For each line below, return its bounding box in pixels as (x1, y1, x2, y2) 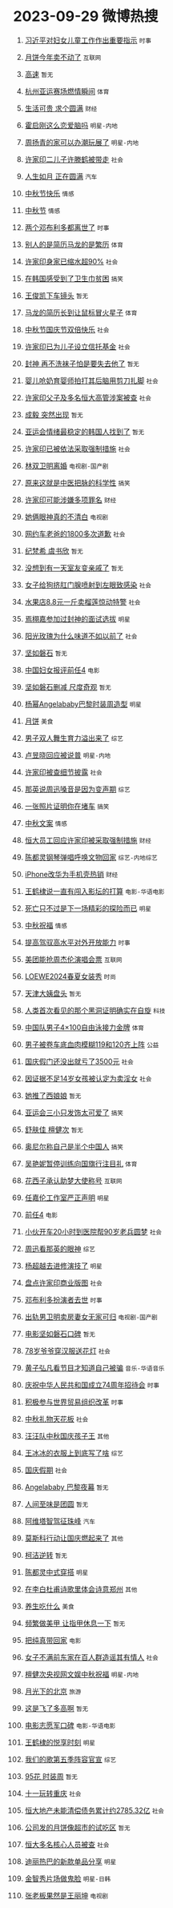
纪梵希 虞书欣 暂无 (24, 545, 83, 555)
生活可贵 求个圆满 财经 (24, 103, 98, 113)
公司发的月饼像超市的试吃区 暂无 (24, 1822, 131, 1832)
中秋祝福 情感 (24, 920, 67, 930)
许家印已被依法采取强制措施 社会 (24, 444, 131, 453)
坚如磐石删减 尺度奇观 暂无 (24, 682, 111, 691)
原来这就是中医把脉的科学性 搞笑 (24, 477, 131, 487)
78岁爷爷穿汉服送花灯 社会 (24, 1346, 111, 1355)
